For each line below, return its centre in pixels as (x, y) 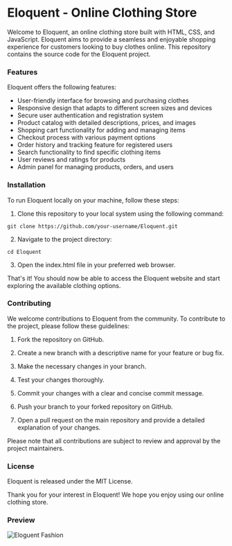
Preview (21, 520)
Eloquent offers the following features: (62, 87)
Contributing (29, 303)
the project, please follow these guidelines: (69, 326)
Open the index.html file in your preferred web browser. (96, 264)
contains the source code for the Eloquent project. (79, 54)
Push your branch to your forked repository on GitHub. (95, 407)
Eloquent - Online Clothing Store (102, 13)
